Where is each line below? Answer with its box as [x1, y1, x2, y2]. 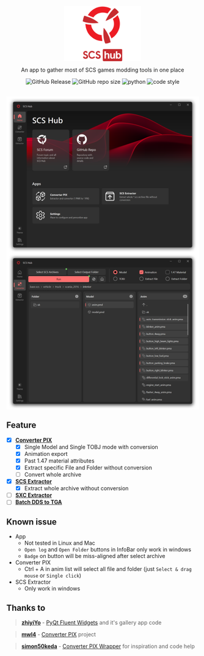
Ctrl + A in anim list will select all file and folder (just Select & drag [24, 565, 192, 573]
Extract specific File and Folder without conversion [24, 464, 153, 471]
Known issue [6, 516, 57, 527]
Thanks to [6, 603, 46, 613]
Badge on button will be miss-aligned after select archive [24, 553, 166, 560]
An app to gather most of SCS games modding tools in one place [21, 66, 184, 73]
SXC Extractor [15, 491, 53, 499]
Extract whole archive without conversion [24, 485, 129, 492]
